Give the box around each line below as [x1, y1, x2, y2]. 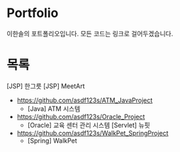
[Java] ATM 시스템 [27, 104, 81, 113]
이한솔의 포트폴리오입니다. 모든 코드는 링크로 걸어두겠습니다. [6, 29, 174, 38]
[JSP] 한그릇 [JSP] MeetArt [6, 82, 85, 90]
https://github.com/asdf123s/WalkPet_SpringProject [16, 129, 169, 137]
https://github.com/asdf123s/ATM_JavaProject [16, 96, 153, 104]
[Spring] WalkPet [27, 136, 77, 145]
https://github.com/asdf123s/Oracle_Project [16, 112, 145, 121]
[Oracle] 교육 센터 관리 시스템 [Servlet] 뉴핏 [27, 121, 150, 129]
